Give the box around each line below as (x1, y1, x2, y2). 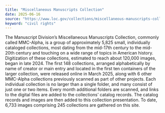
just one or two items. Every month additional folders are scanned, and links (5, 86, 159, 92)
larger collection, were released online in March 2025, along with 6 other (5, 71, 152, 77)
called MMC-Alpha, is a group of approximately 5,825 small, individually (5, 40, 151, 46)
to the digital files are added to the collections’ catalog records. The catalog (5, 92, 158, 98)
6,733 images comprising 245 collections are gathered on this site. (5, 102, 140, 108)
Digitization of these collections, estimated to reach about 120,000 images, (5, 55, 157, 61)
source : (5, 16, 21, 21)
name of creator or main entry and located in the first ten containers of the (5, 66, 156, 72)
